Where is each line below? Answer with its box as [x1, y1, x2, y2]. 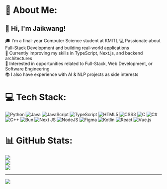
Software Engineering [5, 66, 50, 71]
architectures [5, 56, 32, 61]
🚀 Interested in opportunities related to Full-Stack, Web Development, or [5, 61, 153, 66]
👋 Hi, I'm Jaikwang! [5, 24, 66, 33]
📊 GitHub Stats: [5, 135, 73, 146]
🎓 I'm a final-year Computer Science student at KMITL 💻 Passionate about [5, 38, 161, 44]
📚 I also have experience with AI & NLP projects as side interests [5, 71, 139, 77]
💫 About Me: [5, 4, 58, 16]
